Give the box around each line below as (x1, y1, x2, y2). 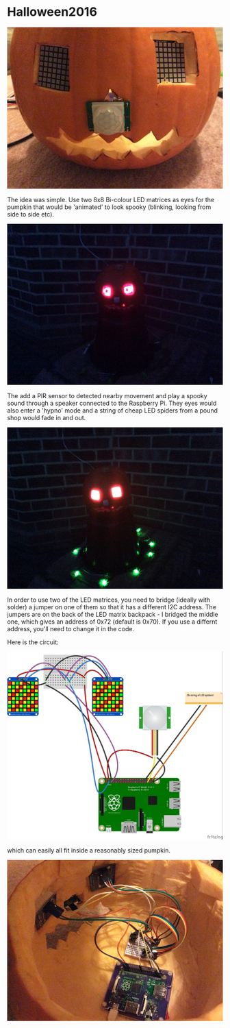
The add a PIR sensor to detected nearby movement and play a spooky (7, 392, 207, 400)
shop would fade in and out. (7, 414, 86, 422)
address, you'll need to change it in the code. (7, 625, 135, 633)
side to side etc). (7, 210, 55, 218)
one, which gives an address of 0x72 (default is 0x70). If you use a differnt (7, 617, 218, 626)
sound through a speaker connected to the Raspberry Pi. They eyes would (7, 399, 217, 408)
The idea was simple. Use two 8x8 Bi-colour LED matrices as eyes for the (7, 195, 214, 204)
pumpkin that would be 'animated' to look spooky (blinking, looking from (7, 203, 212, 211)
